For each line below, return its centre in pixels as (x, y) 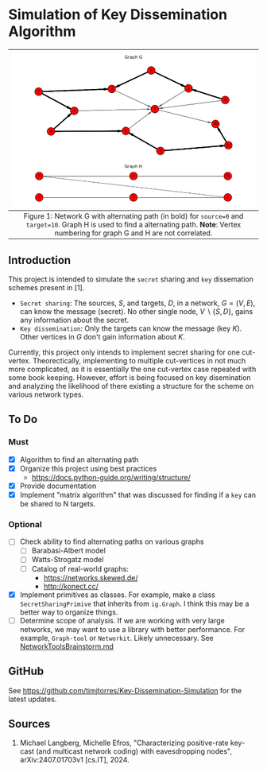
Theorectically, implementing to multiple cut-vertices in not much (139, 361)
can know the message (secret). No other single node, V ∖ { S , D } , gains (136, 312)
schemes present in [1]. (46, 288)
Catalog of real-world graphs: (80, 568)
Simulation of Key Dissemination (118, 15)
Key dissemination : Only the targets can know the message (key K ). (131, 328)
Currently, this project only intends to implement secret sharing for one (124, 352)
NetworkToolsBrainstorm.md (66, 646)
